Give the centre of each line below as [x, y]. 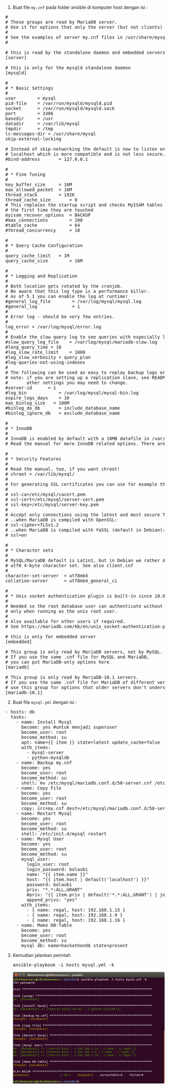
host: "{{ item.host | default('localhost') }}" [88, 879]
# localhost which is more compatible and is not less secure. [85, 154]
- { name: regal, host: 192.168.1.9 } [75, 915]
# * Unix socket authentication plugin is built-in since [79, 596]
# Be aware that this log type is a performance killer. [77, 291]
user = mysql [31, 98]
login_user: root [48, 864]
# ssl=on [16, 535]
